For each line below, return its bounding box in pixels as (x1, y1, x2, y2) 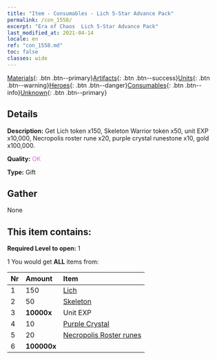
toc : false (7, 49, 39, 56)
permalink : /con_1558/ (7, 17, 72, 23)
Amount (25, 274, 53, 284)
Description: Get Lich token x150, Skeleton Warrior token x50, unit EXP (7, 127, 209, 135)
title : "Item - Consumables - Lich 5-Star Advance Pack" (7, 10, 174, 17)
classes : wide (7, 55, 48, 62)
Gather (7, 187, 38, 200)
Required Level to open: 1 (7, 244, 81, 253)
